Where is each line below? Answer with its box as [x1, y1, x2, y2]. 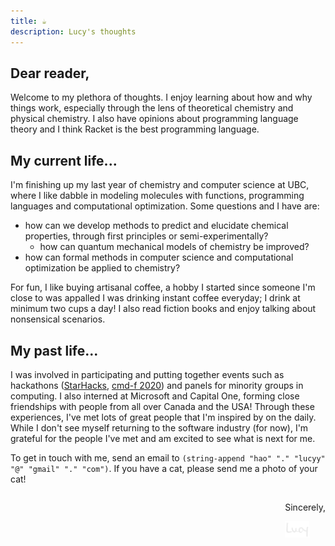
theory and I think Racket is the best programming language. [10, 123, 260, 135]
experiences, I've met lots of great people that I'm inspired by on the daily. [10, 411, 317, 423]
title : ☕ [10, 16, 47, 26]
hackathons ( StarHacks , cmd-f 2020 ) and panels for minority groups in [10, 379, 304, 391]
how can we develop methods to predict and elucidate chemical [24, 220, 289, 232]
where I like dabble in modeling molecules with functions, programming [10, 190, 305, 202]
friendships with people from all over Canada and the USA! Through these [10, 400, 315, 412]
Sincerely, [284, 501, 326, 513]
